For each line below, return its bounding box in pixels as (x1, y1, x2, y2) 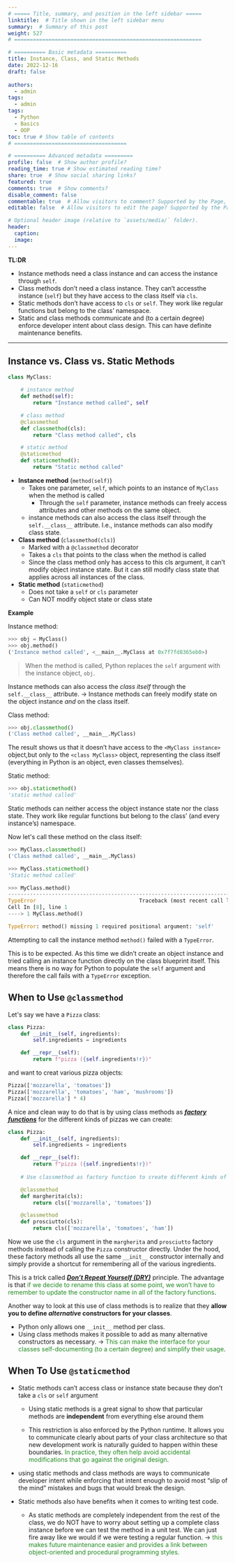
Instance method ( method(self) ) (17, 476, 112, 484)
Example (8, 609, 34, 617)
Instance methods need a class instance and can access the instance (17, 269, 218, 277)
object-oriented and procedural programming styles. (28, 1548, 180, 1556)
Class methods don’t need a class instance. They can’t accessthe (17, 284, 206, 292)
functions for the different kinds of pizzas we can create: (8, 1115, 173, 1124)
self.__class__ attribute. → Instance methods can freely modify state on (8, 690, 218, 698)
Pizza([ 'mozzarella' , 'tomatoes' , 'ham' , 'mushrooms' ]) (8, 1088, 174, 1096)
